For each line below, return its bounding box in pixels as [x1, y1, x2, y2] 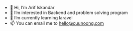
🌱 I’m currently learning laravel [9, 15, 73, 20]
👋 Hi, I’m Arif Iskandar [9, 5, 55, 10]
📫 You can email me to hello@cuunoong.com [9, 20, 104, 26]
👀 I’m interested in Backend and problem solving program [9, 10, 128, 15]
